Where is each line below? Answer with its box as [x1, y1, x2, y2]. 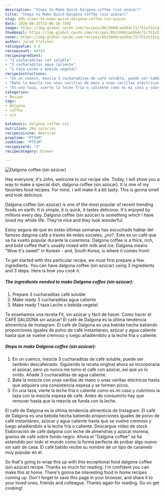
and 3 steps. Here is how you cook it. [5, 267, 81, 273]
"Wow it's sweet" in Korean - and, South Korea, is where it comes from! [5, 247, 150, 254]
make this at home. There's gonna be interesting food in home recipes [5, 469, 147, 475]
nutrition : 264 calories [5, 126, 56, 131]
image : [5, 26, 19, 31]
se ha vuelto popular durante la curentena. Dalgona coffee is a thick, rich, [5, 237, 154, 243]
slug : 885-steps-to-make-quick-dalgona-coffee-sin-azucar [5, 16, 126, 21]
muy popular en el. [5, 449, 43, 455]
